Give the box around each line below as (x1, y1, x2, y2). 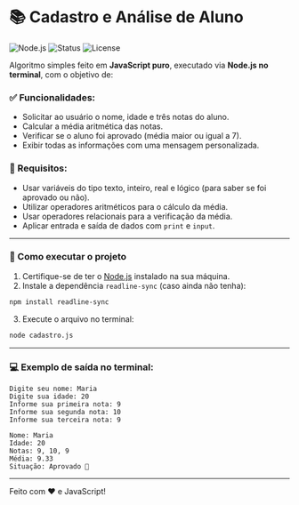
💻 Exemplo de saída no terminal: (9, 361, 154, 373)
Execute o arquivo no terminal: (21, 313, 134, 325)
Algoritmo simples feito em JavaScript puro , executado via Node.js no (9, 60, 269, 70)
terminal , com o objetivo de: (9, 68, 114, 80)
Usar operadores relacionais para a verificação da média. (21, 211, 233, 221)
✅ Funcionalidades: (9, 91, 96, 103)
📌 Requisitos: (9, 162, 68, 174)
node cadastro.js (9, 331, 74, 340)
